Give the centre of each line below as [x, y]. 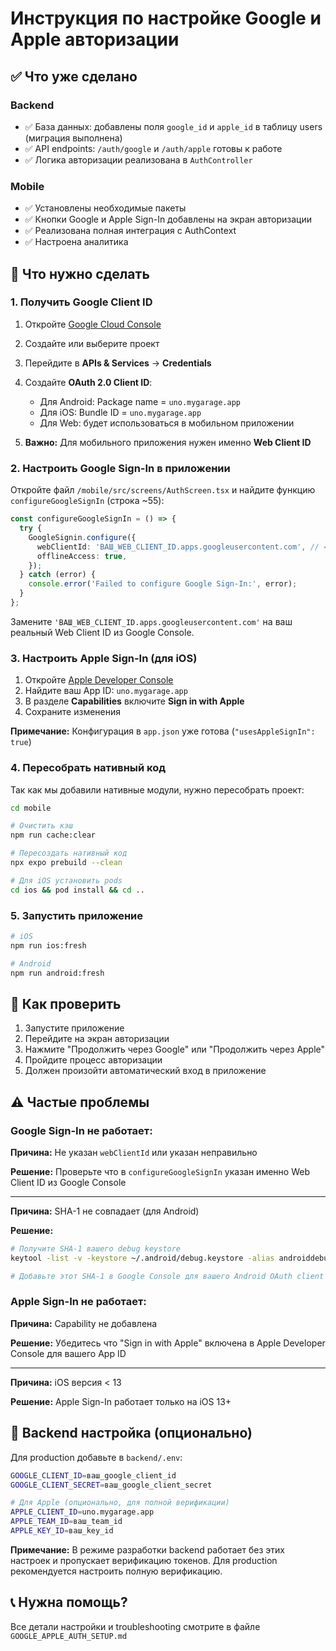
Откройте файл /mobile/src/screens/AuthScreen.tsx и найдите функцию [163, 490]
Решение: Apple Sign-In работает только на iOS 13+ [121, 1401]
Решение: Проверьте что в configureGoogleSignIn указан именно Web [160, 1171]
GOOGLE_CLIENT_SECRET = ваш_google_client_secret [111, 1485]
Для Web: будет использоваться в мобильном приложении [167, 423]
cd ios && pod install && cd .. [77, 890]
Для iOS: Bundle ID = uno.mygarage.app [120, 412]
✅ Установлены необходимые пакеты [105, 208]
